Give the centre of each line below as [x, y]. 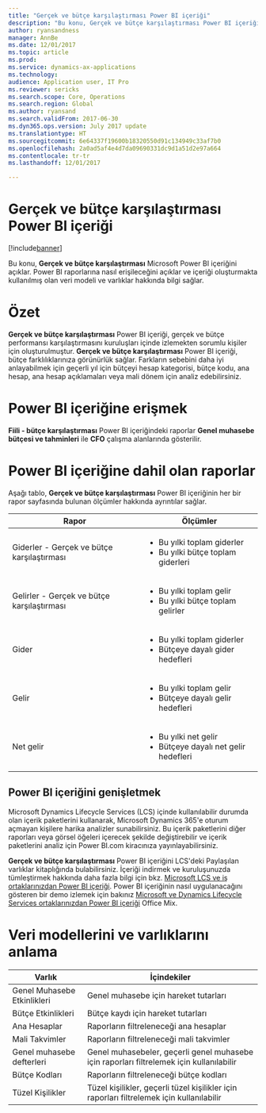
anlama [33, 952]
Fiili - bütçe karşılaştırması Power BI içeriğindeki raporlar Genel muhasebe [131, 430]
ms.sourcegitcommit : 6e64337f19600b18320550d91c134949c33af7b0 [115, 141]
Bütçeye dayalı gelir [195, 697]
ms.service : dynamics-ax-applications [72, 67]
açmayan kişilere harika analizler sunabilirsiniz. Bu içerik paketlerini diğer [127, 828]
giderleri [174, 562]
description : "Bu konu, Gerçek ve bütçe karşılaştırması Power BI [120, 23]
